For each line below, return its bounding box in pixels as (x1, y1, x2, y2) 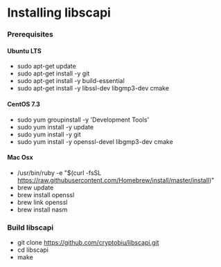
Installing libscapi (7, 5, 111, 21)
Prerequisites (7, 30, 53, 39)
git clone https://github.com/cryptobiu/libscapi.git (17, 239, 159, 247)
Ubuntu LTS (7, 46, 42, 55)
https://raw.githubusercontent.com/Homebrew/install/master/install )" (17, 176, 215, 184)
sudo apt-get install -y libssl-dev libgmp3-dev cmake (17, 84, 170, 93)
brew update (17, 183, 54, 192)
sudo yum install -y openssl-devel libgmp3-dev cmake (17, 137, 173, 146)
